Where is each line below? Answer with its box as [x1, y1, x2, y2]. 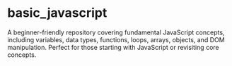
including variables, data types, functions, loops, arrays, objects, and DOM [7, 35, 225, 44]
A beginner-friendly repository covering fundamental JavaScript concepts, [7, 28, 225, 37]
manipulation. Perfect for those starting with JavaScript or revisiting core [7, 43, 219, 51]
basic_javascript [7, 5, 108, 21]
